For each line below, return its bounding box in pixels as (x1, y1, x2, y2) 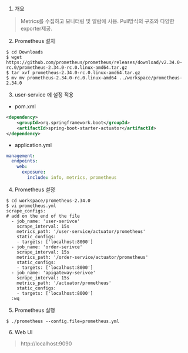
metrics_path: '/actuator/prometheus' (16, 280, 112, 286)
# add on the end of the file (6, 213, 80, 219)
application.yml (14, 141, 52, 148)
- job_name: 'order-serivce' (11, 244, 83, 250)
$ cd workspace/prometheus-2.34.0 (6, 198, 91, 204)
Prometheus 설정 (14, 186, 55, 193)
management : (6, 152, 35, 159)
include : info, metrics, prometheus (27, 175, 117, 181)
